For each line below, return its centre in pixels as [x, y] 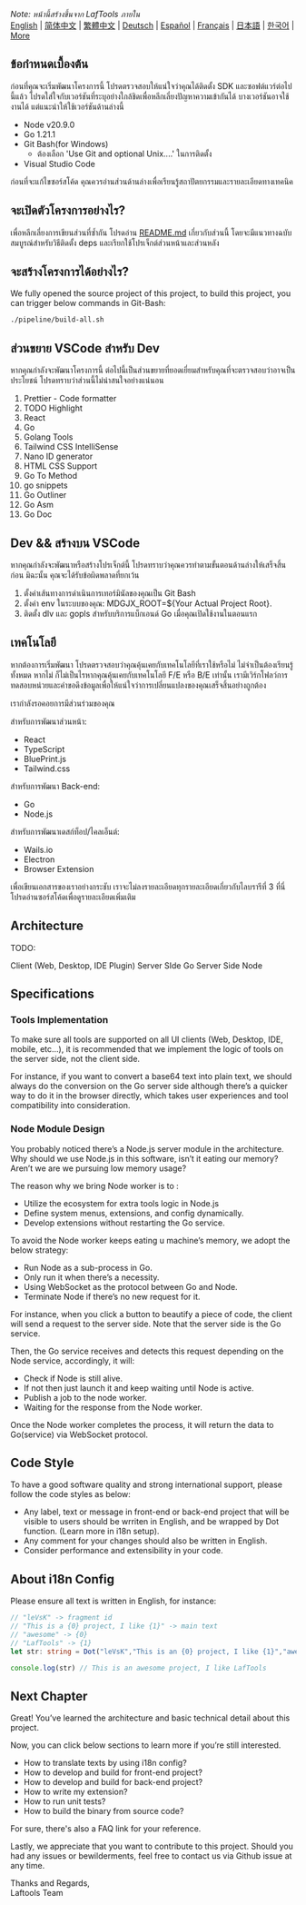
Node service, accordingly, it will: [73, 1360]
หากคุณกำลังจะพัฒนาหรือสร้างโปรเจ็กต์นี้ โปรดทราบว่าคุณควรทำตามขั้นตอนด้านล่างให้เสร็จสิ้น [148, 564]
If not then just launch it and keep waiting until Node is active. [138, 1388]
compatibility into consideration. [70, 1106]
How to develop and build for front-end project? [113, 1772]
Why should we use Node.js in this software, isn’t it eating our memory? [144, 1158]
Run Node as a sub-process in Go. [88, 1267]
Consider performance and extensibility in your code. [123, 1551]
